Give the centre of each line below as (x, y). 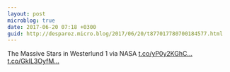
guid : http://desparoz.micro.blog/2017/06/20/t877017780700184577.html (115, 34)
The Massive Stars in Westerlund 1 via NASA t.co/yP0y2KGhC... (100, 54)
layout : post (27, 14)
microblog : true (31, 20)
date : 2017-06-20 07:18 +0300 (52, 27)
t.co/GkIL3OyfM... (34, 61)
